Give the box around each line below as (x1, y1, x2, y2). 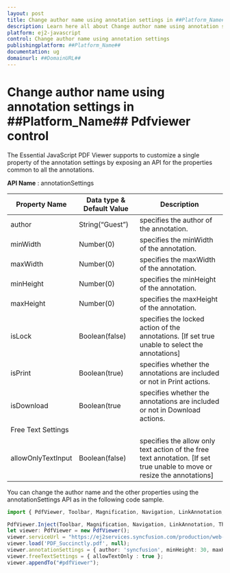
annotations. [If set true (139, 331, 215, 341)
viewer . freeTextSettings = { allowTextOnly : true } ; (7, 552, 164, 560)
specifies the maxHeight (139, 294, 218, 304)
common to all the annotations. (7, 166, 94, 174)
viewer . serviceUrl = (7, 534, 66, 541)
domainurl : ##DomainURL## (7, 55, 81, 62)
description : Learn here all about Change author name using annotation (7, 23, 219, 30)
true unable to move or (139, 462, 213, 471)
